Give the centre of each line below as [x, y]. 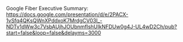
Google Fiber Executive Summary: [47, 8]
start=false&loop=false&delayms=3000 [54, 33]
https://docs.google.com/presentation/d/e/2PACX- [67, 14]
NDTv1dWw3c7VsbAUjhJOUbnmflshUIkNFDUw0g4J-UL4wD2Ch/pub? [91, 26]
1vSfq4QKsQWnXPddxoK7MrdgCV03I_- [54, 20]
